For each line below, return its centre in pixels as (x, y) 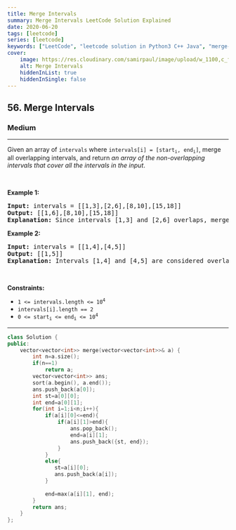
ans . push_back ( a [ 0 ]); (64, 389)
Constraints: (26, 288)
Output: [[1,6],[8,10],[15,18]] (63, 213)
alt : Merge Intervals (51, 66)
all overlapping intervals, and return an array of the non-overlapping (106, 158)
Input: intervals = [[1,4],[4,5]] (67, 247)
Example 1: (24, 193)
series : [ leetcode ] (36, 40)
